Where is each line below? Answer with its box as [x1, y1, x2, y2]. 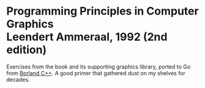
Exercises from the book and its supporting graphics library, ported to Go [6, 63, 191, 70]
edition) [6, 43, 47, 57]
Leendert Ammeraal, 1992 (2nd [6, 30, 168, 44]
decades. [6, 76, 30, 83]
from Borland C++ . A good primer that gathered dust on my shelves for [6, 69, 185, 76]
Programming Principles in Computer [6, 4, 199, 18]
